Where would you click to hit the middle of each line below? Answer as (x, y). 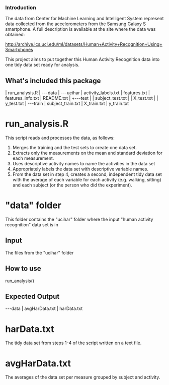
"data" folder (33, 205)
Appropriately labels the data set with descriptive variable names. (80, 169)
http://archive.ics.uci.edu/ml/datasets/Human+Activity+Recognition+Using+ (84, 44)
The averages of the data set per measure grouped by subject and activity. (83, 377)
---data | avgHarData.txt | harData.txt (44, 308)
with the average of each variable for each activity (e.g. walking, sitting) (87, 180)
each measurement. (33, 158)
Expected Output (32, 297)
